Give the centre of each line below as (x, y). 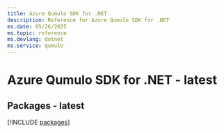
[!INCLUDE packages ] (39, 122)
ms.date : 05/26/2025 (37, 26)
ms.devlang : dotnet (35, 39)
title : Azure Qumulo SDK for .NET (57, 14)
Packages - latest (46, 106)
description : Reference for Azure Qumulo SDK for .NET (88, 20)
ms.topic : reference (37, 33)
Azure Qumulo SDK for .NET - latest (112, 80)
